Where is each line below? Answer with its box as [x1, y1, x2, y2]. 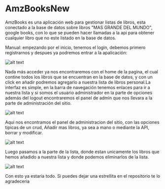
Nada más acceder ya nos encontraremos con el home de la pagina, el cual [5, 68, 159, 74]
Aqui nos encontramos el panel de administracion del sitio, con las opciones [5, 119, 160, 125]
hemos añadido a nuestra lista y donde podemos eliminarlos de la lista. [5, 154, 149, 160]
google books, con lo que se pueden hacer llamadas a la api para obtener [5, 30, 155, 35]
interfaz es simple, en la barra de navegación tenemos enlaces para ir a [5, 84, 150, 90]
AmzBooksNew [5, 3, 70, 14]
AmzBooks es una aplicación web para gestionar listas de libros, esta [5, 19, 146, 25]
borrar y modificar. [5, 129, 43, 135]
